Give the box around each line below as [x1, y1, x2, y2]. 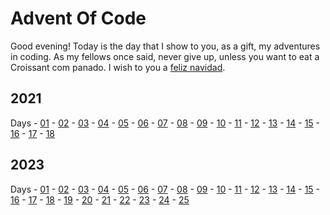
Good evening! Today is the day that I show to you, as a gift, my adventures [10, 40, 321, 52]
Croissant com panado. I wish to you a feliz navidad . [10, 61, 226, 73]
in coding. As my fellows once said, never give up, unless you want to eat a [10, 50, 320, 62]
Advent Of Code [10, 7, 147, 30]
